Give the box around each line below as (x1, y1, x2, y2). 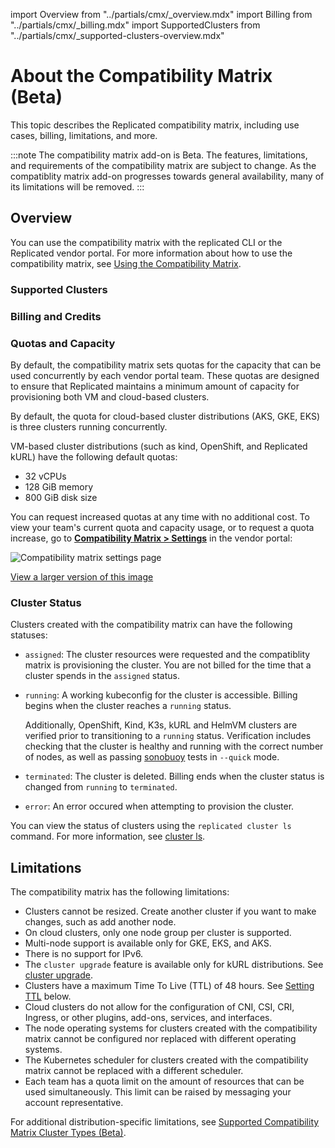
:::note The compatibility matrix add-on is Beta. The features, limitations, (10, 149, 308, 161)
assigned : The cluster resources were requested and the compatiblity (24, 649, 311, 661)
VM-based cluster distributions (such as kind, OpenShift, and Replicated (10, 440, 308, 452)
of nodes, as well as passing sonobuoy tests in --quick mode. (24, 751, 280, 763)
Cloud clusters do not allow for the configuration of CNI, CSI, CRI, (24, 1001, 295, 1013)
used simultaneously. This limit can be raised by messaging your (24, 1086, 292, 1098)
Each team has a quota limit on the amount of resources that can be (24, 1075, 305, 1087)
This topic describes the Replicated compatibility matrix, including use (10, 119, 300, 131)
